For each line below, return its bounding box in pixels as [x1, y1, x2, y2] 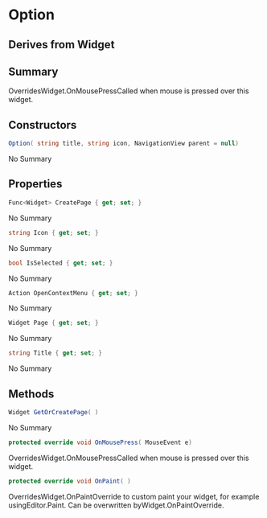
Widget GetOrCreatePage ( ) [8, 408, 99, 416]
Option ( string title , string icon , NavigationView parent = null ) [8, 139, 240, 148]
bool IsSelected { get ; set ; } [8, 259, 113, 267]
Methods [8, 387, 55, 401]
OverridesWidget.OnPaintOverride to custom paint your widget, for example [8, 491, 260, 501]
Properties [8, 177, 63, 191]
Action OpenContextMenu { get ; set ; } [8, 289, 138, 297]
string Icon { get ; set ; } [8, 228, 99, 236]
